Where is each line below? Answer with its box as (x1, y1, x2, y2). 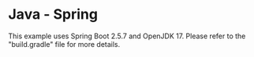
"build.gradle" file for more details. (8, 39, 121, 48)
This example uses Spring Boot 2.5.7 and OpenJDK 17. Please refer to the (8, 31, 246, 41)
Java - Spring (8, 5, 99, 23)
